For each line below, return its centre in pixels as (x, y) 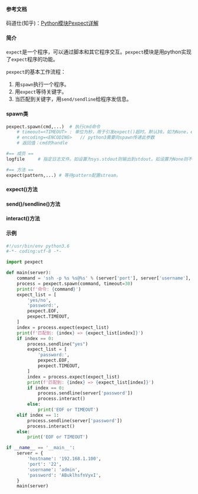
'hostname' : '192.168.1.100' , (64, 459)
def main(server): (29, 273)
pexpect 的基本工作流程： (36, 72)
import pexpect (25, 262)
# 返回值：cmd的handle (42, 143)
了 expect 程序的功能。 (32, 60)
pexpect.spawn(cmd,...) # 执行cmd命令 (53, 127)
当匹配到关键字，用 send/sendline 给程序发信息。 (73, 99)
